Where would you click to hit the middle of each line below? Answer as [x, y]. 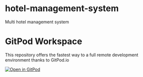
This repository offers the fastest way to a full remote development [72, 55]
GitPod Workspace [44, 41]
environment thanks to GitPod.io [37, 60]
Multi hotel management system [37, 22]
